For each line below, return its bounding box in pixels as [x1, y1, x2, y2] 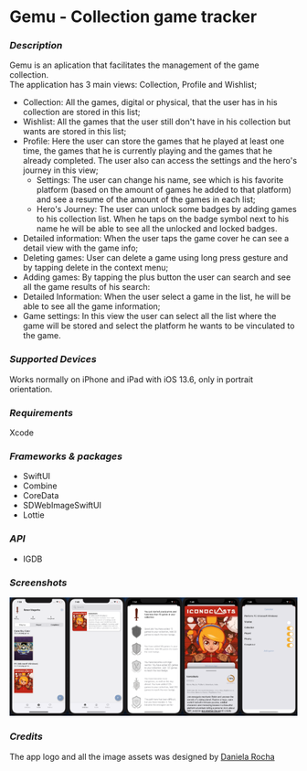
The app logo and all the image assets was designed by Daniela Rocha [9, 751, 276, 762]
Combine [22, 480, 58, 491]
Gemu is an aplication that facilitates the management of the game [9, 59, 259, 70]
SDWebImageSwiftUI [22, 500, 102, 511]
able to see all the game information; [22, 301, 161, 312]
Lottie [22, 509, 45, 520]
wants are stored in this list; [22, 126, 127, 137]
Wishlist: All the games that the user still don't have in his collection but [22, 116, 291, 127]
